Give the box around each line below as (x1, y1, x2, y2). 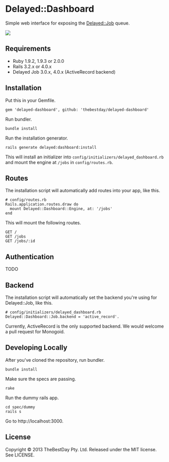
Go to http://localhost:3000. (5, 418, 64, 424)
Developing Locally (5, 343, 68, 352)
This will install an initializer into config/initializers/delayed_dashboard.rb (5, 154, 164, 160)
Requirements (5, 44, 51, 53)
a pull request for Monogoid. (5, 329, 65, 335)
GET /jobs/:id (5, 239, 36, 244)
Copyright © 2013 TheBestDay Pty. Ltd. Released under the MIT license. (5, 446, 157, 452)
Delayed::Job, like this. (5, 300, 53, 306)
